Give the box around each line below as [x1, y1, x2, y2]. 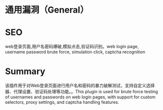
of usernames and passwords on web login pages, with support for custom [5, 94, 156, 100]
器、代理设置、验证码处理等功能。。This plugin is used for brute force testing [5, 89, 158, 94]
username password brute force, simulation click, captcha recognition [5, 49, 145, 55]
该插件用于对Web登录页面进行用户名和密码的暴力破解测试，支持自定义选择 [5, 83, 155, 89]
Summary [5, 66, 45, 77]
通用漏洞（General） [5, 4, 89, 16]
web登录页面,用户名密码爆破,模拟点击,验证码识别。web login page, [5, 44, 139, 49]
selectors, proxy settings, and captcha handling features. [5, 99, 119, 105]
